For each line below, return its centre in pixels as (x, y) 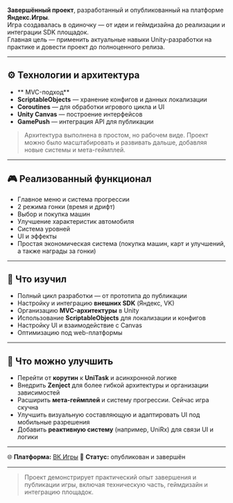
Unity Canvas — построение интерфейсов (80, 114)
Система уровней (44, 229)
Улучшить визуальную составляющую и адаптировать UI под (109, 415)
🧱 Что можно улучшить (60, 361)
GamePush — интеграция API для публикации (85, 122)
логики (27, 437)
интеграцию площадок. (59, 492)
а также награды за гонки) (57, 251)
